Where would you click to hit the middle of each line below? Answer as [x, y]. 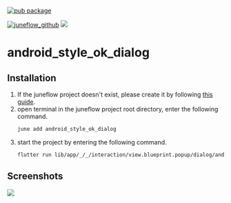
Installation [32, 78]
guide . [26, 102]
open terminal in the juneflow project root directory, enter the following [118, 109]
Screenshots [35, 177]
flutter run [34, 155]
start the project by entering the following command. [92, 142]
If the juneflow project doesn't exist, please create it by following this [115, 94]
